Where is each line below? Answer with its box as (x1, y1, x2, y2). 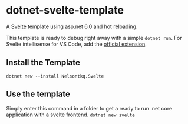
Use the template (6, 89, 71, 99)
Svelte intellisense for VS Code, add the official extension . (6, 41, 147, 48)
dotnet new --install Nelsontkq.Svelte (6, 73, 104, 79)
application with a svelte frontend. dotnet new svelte (6, 111, 136, 118)
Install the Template (6, 58, 81, 68)
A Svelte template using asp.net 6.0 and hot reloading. (6, 23, 138, 30)
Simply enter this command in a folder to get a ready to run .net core (6, 105, 173, 112)
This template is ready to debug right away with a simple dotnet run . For (6, 34, 182, 41)
